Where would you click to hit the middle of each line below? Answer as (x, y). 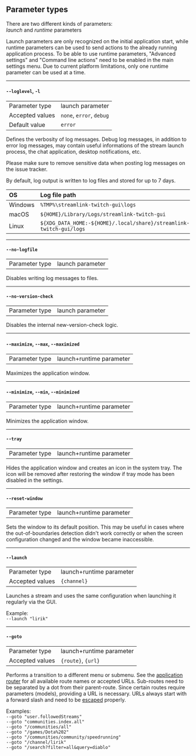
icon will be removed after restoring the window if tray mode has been (90, 474)
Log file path (58, 195)
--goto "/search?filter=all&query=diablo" (58, 747)
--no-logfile (22, 250)
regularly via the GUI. (32, 602)
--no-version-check (30, 296)
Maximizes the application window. (48, 373)
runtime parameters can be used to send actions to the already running (92, 47)
